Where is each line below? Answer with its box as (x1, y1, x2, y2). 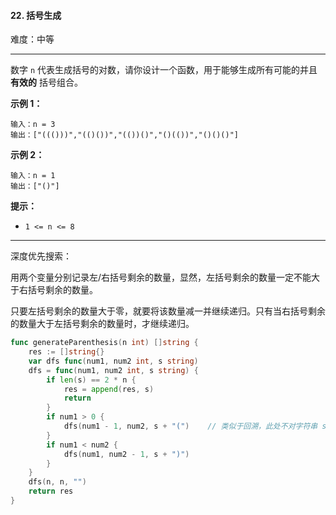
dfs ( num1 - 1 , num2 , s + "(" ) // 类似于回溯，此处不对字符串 (63, 421, 318, 432)
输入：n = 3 (10, 120, 56, 130)
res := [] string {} (28, 347, 105, 357)
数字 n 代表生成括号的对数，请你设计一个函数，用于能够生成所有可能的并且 (10, 64, 318, 76)
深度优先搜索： (10, 250, 72, 262)
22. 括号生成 (10, 9, 62, 21)
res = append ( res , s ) (63, 384, 155, 394)
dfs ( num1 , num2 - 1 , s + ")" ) (63, 449, 190, 459)
